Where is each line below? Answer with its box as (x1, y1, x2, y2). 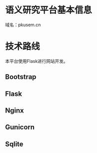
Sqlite (5, 140, 24, 148)
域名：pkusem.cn (5, 22, 41, 28)
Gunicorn (5, 123, 35, 131)
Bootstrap (5, 73, 37, 81)
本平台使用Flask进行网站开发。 (5, 58, 68, 64)
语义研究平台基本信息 (5, 4, 93, 16)
